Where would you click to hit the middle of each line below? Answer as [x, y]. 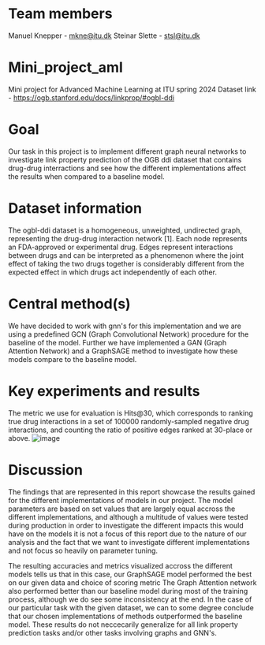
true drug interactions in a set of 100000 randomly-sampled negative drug [129, 421]
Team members [60, 14]
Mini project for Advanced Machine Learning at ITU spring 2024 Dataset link [132, 89]
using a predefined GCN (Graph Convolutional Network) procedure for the [129, 334]
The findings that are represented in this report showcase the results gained [132, 492]
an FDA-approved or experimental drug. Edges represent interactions [121, 247]
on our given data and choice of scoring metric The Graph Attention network [132, 582]
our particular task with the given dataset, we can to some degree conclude [131, 607]
